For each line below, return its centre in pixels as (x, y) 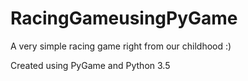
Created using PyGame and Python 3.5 (90, 65)
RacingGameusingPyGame (124, 18)
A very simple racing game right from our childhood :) (121, 46)
